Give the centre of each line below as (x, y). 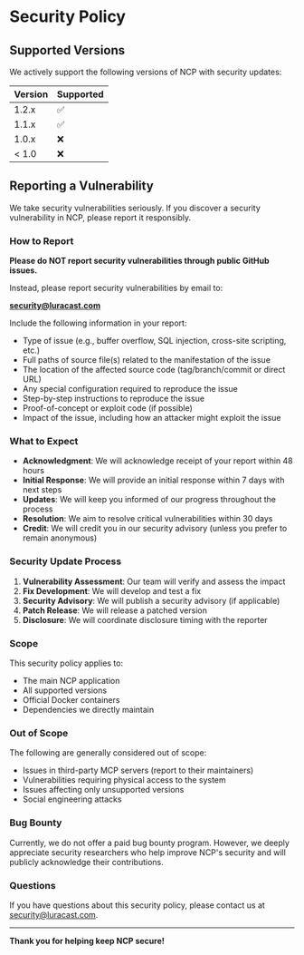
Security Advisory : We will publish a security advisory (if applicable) (151, 600)
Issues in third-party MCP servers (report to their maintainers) (138, 770)
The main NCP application (71, 681)
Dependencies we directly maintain (88, 710)
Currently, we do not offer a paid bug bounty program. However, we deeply (149, 843)
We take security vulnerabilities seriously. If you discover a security (135, 208)
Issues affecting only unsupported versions (103, 790)
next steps (42, 490)
